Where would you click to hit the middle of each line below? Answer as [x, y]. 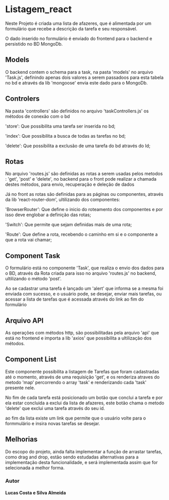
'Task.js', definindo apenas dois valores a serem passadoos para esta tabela [84, 77]
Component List [31, 360]
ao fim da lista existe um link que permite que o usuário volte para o [76, 418]
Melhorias [21, 440]
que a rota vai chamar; [29, 240]
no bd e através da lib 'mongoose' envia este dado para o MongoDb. [76, 82]
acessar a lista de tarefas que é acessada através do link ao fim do [74, 299]
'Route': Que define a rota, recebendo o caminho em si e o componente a [81, 234]
